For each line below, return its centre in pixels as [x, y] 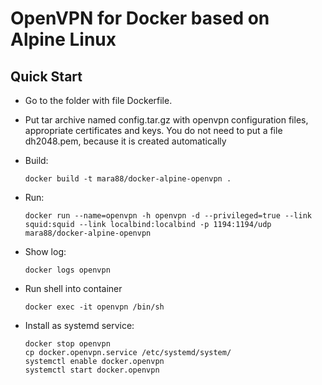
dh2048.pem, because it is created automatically [125, 141]
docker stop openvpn [67, 344]
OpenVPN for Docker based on [140, 18]
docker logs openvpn [67, 270]
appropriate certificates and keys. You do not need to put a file [153, 130]
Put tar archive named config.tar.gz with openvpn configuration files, [166, 120]
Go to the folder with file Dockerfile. [98, 100]
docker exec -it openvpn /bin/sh [94, 307]
